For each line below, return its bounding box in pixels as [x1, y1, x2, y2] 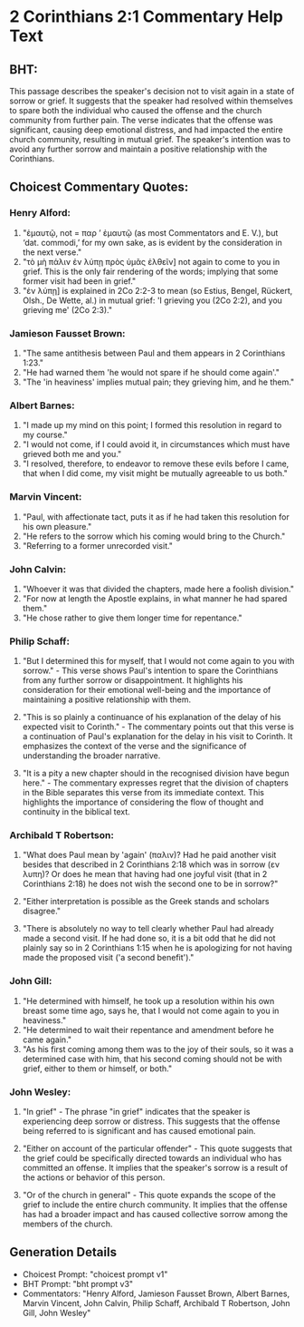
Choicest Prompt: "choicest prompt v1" [22, 1268, 168, 1280]
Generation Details [9, 1244, 118, 1260]
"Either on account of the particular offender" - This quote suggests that [22, 1143, 292, 1154]
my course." [22, 429, 68, 441]
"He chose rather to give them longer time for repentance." [22, 612, 242, 623]
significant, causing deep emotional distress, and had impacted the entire [9, 124, 283, 135]
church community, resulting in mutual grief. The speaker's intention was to [9, 134, 291, 144]
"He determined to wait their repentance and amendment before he [22, 1024, 274, 1035]
